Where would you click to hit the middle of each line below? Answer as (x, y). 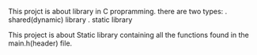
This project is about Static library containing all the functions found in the (128, 35)
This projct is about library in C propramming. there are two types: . (118, 11)
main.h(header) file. (40, 43)
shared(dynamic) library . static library (70, 20)
